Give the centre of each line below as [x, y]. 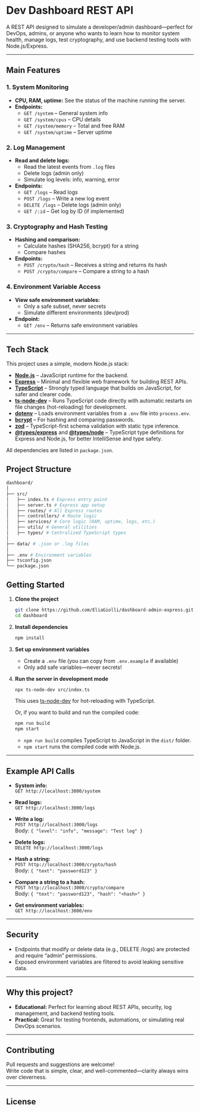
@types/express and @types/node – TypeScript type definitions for [99, 433]
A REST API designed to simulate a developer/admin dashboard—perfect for [100, 27]
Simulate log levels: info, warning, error [72, 179]
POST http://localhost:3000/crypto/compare [70, 888]
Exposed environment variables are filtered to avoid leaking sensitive [99, 962]
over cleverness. [26, 1077]
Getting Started [35, 584]
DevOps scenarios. [38, 1026]
